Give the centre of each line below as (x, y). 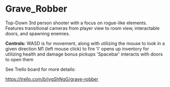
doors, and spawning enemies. (38, 33)
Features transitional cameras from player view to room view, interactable (82, 28)
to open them (19, 59)
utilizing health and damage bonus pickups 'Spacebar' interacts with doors (84, 54)
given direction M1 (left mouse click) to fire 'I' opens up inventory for (77, 49)
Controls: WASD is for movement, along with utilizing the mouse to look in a (85, 43)
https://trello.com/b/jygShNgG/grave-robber (52, 79)
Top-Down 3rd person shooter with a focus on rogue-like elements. (76, 23)
